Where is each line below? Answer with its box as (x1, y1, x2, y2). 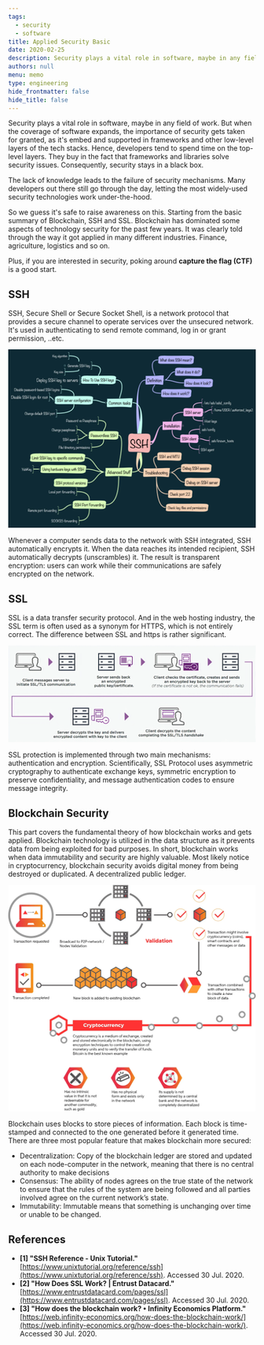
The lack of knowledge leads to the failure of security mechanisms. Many (8, 176, 246, 185)
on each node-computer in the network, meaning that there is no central (19, 1160, 254, 1169)
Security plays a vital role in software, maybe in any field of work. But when (8, 118, 252, 128)
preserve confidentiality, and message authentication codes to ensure (8, 775, 235, 784)
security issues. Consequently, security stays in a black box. (8, 160, 204, 170)
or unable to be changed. (19, 1210, 102, 1220)
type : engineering (8, 79, 68, 87)
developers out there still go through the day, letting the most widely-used (8, 184, 248, 193)
